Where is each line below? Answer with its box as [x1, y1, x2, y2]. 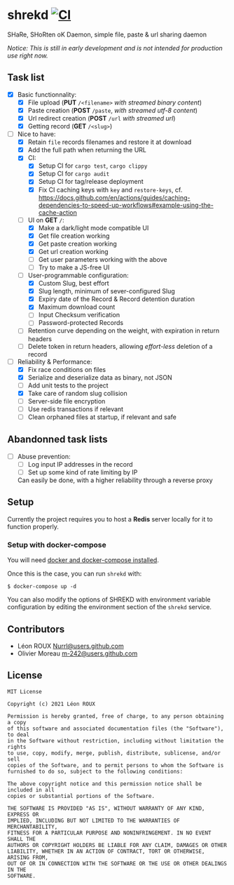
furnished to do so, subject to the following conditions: [7, 768, 184, 775]
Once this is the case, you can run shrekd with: [7, 569, 142, 578]
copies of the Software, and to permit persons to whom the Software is [7, 761, 224, 768]
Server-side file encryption [27, 397, 106, 405]
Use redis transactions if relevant [27, 404, 124, 413]
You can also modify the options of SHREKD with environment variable [7, 595, 211, 604]
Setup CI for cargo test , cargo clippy [38, 161, 148, 170]
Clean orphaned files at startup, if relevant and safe [27, 413, 177, 421]
